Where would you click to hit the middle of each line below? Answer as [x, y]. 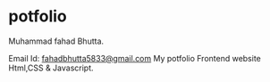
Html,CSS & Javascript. [51, 68]
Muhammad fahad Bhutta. [56, 41]
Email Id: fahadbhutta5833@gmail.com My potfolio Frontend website [135, 58]
